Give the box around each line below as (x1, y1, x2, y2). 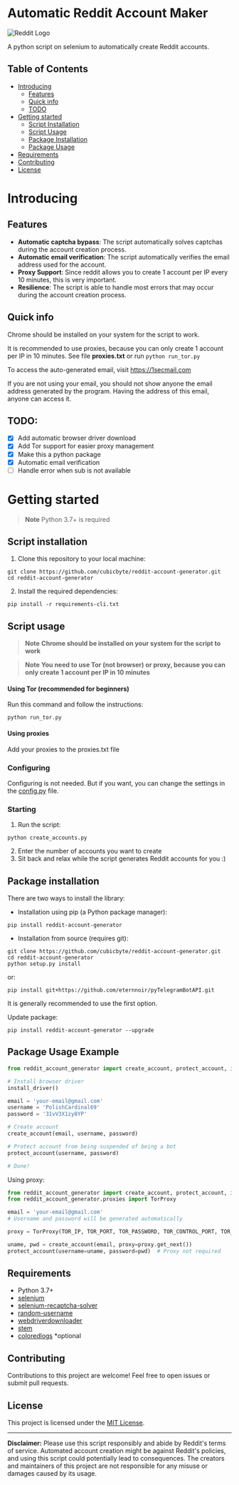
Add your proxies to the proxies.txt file (7, 745, 119, 754)
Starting (7, 804, 37, 814)
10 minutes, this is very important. (17, 275, 117, 284)
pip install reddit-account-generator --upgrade (7, 1027, 154, 1034)
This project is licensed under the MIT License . (7, 1419, 145, 1427)
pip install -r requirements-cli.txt (7, 601, 119, 608)
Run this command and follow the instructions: (7, 700, 144, 709)
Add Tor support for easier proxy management (17, 442, 154, 451)
